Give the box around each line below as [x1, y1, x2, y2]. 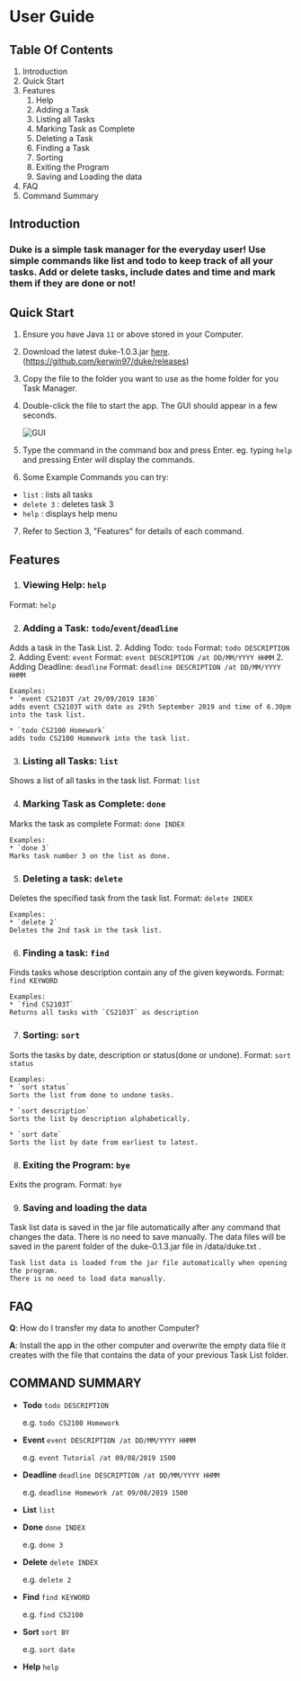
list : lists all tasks [22, 489, 93, 501]
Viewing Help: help [22, 579, 107, 592]
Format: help [9, 599, 57, 610]
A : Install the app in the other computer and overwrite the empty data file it [9, 1340, 286, 1351]
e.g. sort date [22, 1643, 75, 1654]
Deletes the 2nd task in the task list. [9, 926, 164, 935]
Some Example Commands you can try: [22, 472, 169, 483]
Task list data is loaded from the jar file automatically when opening [9, 1259, 288, 1268]
